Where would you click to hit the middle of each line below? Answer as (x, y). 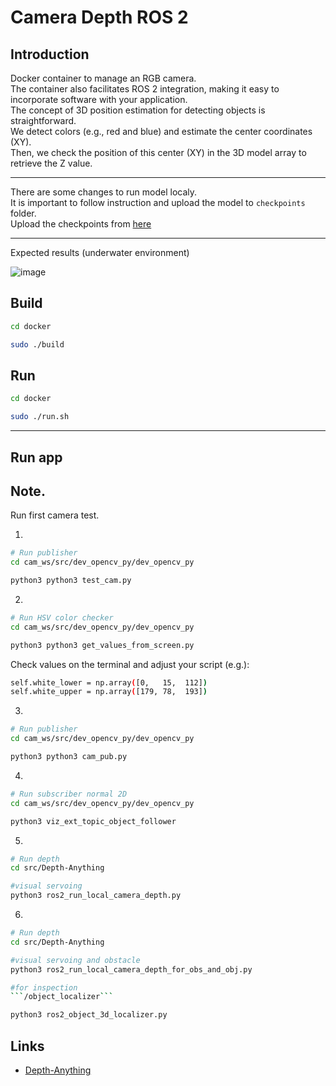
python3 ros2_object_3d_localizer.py (89, 1015)
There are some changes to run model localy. (104, 192)
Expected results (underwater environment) (100, 252)
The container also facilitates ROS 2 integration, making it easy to (145, 89)
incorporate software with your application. (99, 99)
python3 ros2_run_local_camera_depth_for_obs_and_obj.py (131, 969)
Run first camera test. (55, 515)
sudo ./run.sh (40, 417)
